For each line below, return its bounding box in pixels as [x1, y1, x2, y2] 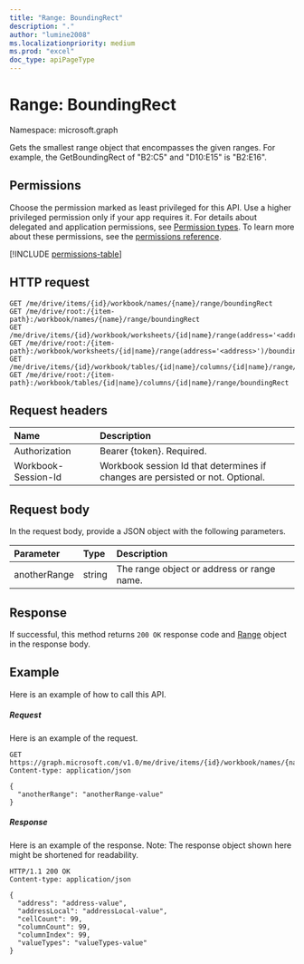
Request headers [9, 403, 109, 418]
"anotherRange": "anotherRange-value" [17, 790, 165, 799]
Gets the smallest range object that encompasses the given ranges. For [9, 141, 276, 152]
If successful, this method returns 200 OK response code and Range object [9, 629, 288, 639]
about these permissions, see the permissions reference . [9, 230, 222, 241]
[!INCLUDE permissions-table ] [9, 248, 122, 259]
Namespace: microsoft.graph [9, 124, 119, 135]
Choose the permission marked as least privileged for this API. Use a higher [9, 201, 292, 213]
